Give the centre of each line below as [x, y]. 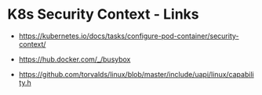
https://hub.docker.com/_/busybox [75, 59]
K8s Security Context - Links [103, 14]
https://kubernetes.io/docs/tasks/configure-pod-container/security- [129, 36]
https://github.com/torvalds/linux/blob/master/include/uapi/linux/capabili [136, 74]
